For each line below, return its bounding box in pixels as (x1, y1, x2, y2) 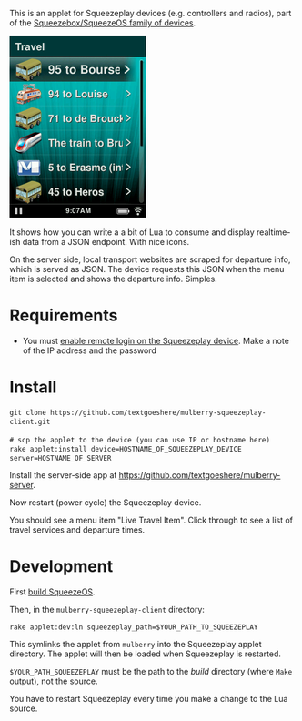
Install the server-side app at (9, 469, 117, 481)
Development (9, 556, 114, 577)
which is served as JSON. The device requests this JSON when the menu (9, 264, 285, 274)
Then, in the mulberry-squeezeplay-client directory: (9, 604, 205, 614)
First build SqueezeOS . (9, 586, 96, 597)
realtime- (256, 227, 291, 238)
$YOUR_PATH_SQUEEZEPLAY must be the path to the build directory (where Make (9, 665, 293, 676)
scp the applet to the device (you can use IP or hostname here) (17, 435, 271, 444)
